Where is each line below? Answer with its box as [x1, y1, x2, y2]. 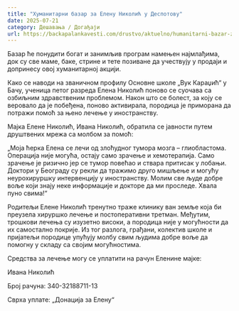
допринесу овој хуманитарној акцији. [7, 65, 122, 73]
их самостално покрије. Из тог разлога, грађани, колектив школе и [7, 225, 213, 234]
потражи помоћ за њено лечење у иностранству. [7, 109, 159, 117]
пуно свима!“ [7, 189, 48, 197]
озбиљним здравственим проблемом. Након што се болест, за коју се [7, 94, 223, 102]
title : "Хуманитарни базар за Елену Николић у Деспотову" [7, 10, 183, 18]
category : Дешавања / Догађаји [7, 23, 100, 31]
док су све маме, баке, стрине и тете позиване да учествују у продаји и [7, 58, 228, 66]
